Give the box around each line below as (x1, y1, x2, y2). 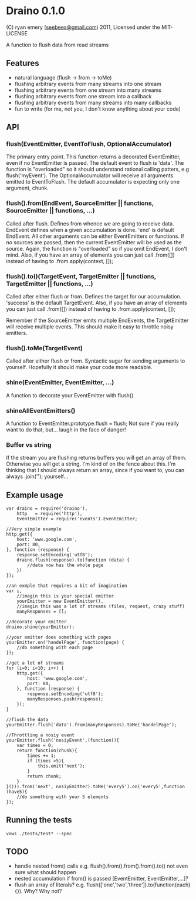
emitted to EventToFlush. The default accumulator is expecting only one (6, 178, 180, 185)
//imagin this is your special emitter (16, 593, 114, 599)
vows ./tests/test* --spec (6, 831, 72, 836)
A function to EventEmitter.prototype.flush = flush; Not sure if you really (6, 420, 179, 427)
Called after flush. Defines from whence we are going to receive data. (6, 220, 174, 227)
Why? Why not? (23, 887, 62, 894)
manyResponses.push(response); (27, 696, 104, 702)
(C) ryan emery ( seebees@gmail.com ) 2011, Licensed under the (6, 24, 160, 31)
